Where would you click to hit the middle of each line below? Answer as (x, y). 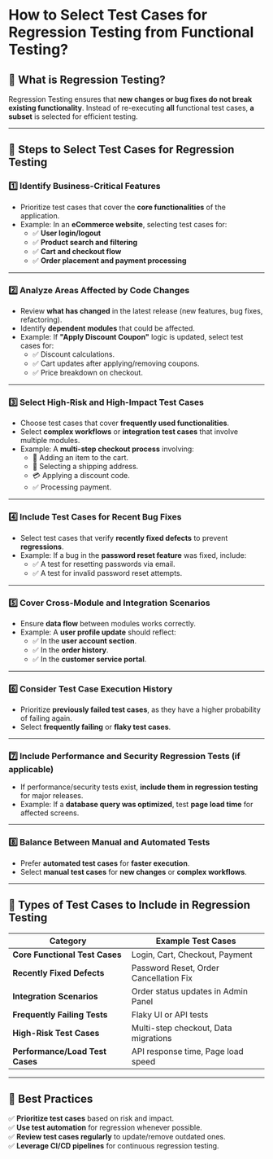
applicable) (31, 770)
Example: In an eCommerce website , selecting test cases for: (123, 224)
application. (40, 215)
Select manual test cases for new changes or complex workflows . (134, 871)
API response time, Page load (187, 1051)
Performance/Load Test (60, 1051)
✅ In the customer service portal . (89, 659)
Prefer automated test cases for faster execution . (105, 863)
